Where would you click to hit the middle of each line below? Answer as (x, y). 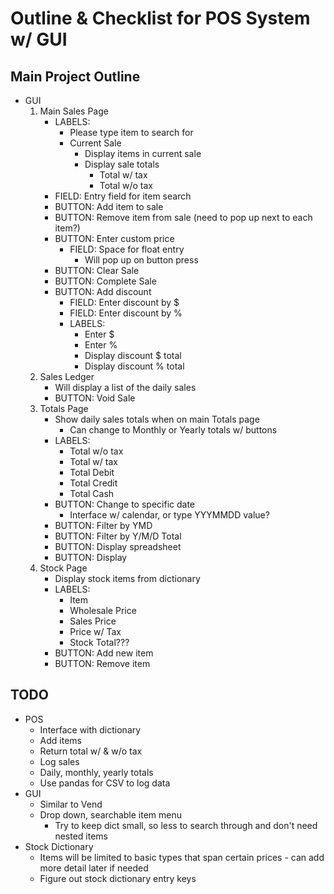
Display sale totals (122, 164)
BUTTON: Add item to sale (109, 206)
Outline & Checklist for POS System (160, 18)
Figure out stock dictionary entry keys (118, 878)
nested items (81, 836)
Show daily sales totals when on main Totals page (157, 419)
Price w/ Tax (95, 631)
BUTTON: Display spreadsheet (118, 546)
